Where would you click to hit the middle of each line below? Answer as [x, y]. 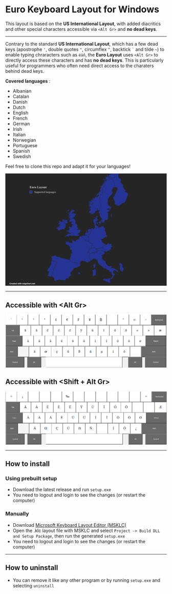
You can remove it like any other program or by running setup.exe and [86, 580]
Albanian [22, 91]
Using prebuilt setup [31, 479]
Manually [17, 514]
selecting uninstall [34, 585]
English [20, 113]
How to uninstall [32, 568]
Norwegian [24, 140]
